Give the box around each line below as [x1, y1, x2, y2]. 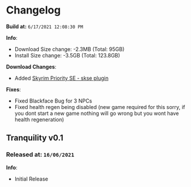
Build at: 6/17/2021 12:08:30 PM [6, 23, 83, 30]
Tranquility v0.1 [6, 133, 63, 143]
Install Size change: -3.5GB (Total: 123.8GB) [14, 52, 120, 59]
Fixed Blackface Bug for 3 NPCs [14, 97, 93, 104]
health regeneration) [14, 115, 64, 123]
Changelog [6, 4, 61, 17]
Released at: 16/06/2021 [6, 151, 74, 159]
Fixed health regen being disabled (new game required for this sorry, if [14, 103, 186, 110]
